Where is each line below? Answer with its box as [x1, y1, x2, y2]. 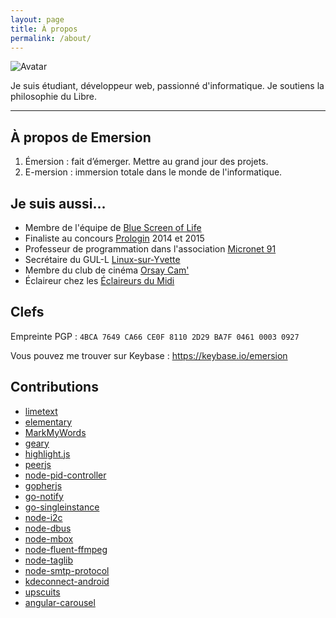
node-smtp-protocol [24, 564, 110, 576]
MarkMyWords [24, 426, 87, 438]
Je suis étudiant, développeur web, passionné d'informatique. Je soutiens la [10, 80, 325, 92]
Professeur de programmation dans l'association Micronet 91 [24, 243, 277, 255]
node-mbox [24, 532, 74, 545]
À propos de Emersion [10, 129, 152, 146]
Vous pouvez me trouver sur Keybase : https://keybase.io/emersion [10, 349, 288, 361]
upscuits [24, 586, 61, 598]
